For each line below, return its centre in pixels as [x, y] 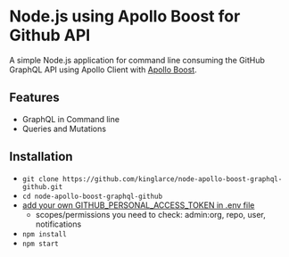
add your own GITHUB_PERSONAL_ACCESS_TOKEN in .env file [138, 205]
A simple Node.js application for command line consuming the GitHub [137, 60]
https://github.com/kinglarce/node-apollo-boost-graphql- [172, 179]
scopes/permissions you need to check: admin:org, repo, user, [150, 214]
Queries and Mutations [64, 128]
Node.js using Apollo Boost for [125, 17]
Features [34, 98]
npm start [41, 244]
